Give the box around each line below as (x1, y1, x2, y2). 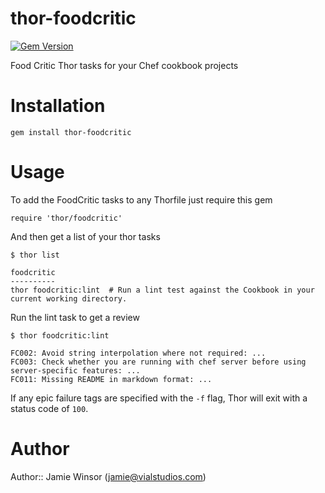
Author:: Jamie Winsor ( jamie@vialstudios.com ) (10, 470, 207, 482)
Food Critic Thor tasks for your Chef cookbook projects (10, 59, 239, 71)
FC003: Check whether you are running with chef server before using (10, 357, 307, 367)
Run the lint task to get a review (10, 311, 140, 323)
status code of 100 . (10, 402, 89, 414)
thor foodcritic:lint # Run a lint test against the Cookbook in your (10, 285, 315, 295)
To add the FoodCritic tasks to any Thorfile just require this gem (10, 193, 273, 206)
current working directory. (10, 293, 128, 304)
